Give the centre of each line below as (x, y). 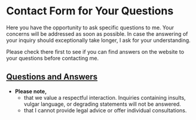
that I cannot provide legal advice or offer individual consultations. (105, 110)
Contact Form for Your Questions (90, 11)
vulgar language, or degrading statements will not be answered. (102, 104)
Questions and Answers (52, 77)
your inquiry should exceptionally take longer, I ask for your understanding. (99, 40)
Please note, (31, 91)
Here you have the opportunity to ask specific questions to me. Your (90, 27)
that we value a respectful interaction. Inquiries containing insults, (105, 97)
